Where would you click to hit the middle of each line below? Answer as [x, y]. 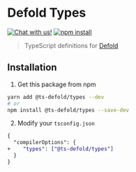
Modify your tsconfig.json [56, 123]
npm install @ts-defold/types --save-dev [68, 110]
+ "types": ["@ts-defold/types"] [60, 149]
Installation [32, 68]
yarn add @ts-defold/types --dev [56, 97]
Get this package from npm [56, 84]
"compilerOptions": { [45, 143]
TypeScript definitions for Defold [71, 45]
